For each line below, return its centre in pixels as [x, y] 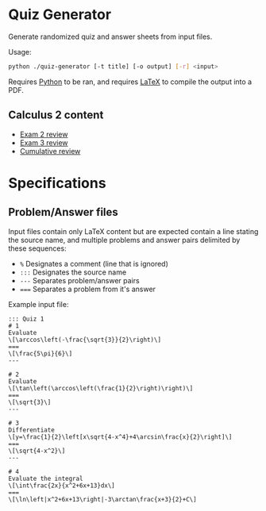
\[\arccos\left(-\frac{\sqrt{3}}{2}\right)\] [85, 340]
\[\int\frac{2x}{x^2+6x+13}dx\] [62, 486]
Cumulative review [50, 151]
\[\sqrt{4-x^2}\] [37, 451]
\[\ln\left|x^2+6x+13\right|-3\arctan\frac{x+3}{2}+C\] [102, 499]
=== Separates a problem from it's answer [88, 289]
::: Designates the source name [73, 272]
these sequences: [37, 248]
